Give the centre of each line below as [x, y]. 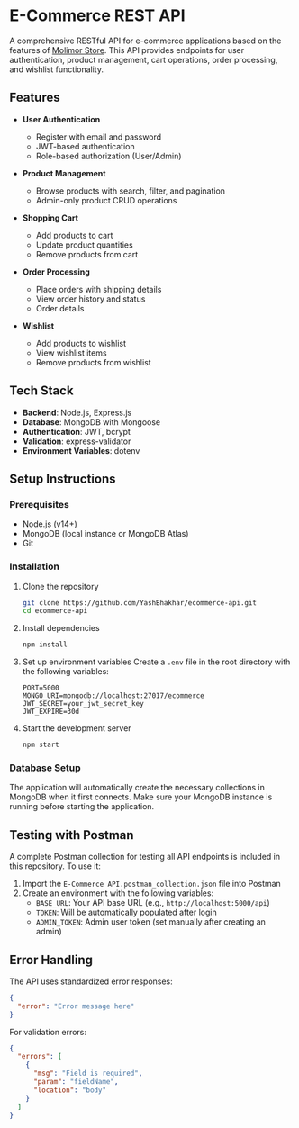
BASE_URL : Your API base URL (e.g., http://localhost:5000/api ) [153, 903]
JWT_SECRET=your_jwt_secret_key [83, 704]
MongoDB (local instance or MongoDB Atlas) [105, 534]
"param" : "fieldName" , [76, 1082]
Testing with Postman [72, 835]
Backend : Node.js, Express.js [77, 412]
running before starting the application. [82, 807]
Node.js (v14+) [50, 524]
